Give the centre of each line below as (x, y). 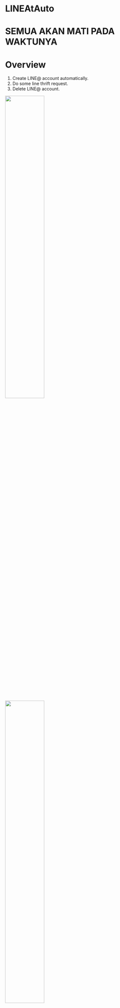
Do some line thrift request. (40, 84)
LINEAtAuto (30, 9)
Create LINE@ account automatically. (50, 78)
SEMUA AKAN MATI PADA (60, 32)
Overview (26, 65)
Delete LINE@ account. (36, 89)
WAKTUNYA (31, 42)
